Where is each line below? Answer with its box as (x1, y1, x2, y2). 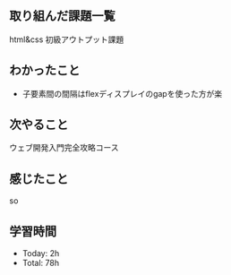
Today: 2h (21, 248, 60, 259)
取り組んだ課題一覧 (9, 8, 115, 24)
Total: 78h (21, 258, 60, 269)
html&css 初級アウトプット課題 (9, 34, 124, 45)
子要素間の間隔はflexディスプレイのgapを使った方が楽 (21, 88, 222, 99)
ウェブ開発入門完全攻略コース (9, 142, 119, 153)
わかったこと (9, 63, 81, 78)
